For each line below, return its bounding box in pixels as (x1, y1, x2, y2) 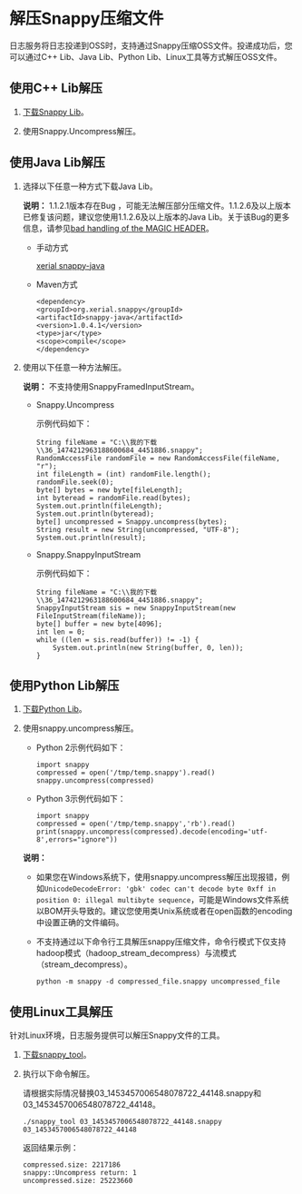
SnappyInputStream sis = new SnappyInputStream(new (35, 603, 236, 613)
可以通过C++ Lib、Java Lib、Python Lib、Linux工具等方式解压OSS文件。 (9, 51, 283, 62)
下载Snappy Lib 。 (22, 106, 89, 117)
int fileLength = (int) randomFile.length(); (35, 469, 211, 479)
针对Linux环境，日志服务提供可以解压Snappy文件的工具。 (9, 1030, 225, 1041)
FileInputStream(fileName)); (35, 611, 147, 620)
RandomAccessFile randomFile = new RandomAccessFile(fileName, (35, 453, 281, 463)
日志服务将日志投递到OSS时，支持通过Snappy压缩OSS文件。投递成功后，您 (9, 40, 293, 51)
